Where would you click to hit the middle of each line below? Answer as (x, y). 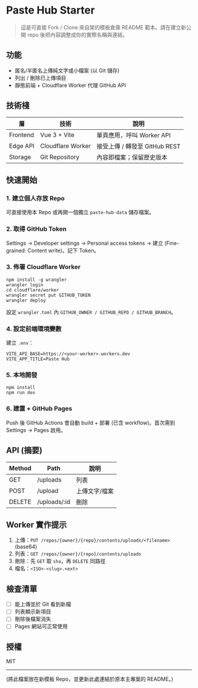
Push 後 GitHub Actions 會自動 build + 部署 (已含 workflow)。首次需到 (91, 422)
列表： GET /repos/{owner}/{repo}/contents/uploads (78, 554)
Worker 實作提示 (37, 525)
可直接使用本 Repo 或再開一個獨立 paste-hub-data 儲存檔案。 (80, 212)
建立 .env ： (20, 343)
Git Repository (60, 157)
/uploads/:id (54, 502)
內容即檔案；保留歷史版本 (132, 157)
